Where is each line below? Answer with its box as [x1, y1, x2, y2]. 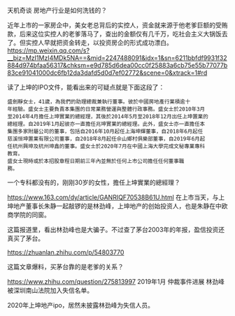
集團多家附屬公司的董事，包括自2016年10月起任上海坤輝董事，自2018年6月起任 [7, 128, 204, 135]
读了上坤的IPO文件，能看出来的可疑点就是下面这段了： [7, 83, 165, 91]
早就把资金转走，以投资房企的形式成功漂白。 [43, 38, 173, 47]
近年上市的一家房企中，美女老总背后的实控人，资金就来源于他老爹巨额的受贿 [7, 21, 228, 29]
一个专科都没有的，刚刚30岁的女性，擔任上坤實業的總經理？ [7, 178, 180, 187]
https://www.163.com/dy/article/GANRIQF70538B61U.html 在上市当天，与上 [7, 193, 225, 201]
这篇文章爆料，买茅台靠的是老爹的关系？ [7, 263, 124, 271]
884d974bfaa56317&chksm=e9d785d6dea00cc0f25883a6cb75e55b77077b [7, 62, 228, 69]
